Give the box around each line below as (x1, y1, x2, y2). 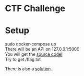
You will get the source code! (5, 51, 63, 57)
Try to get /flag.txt (5, 57, 41, 62)
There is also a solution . (5, 66, 52, 72)
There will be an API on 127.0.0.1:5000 (5, 46, 80, 52)
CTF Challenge (5, 3, 66, 14)
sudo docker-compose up (5, 41, 57, 47)
